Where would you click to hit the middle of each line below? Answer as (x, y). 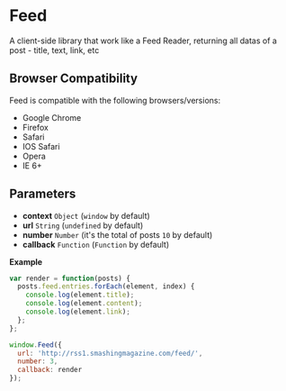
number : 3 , (38, 361)
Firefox (36, 127)
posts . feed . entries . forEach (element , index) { (106, 286)
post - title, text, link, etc (54, 50)
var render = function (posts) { (70, 278)
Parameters (43, 194)
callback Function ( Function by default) (96, 244)
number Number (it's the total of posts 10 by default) (117, 234)
